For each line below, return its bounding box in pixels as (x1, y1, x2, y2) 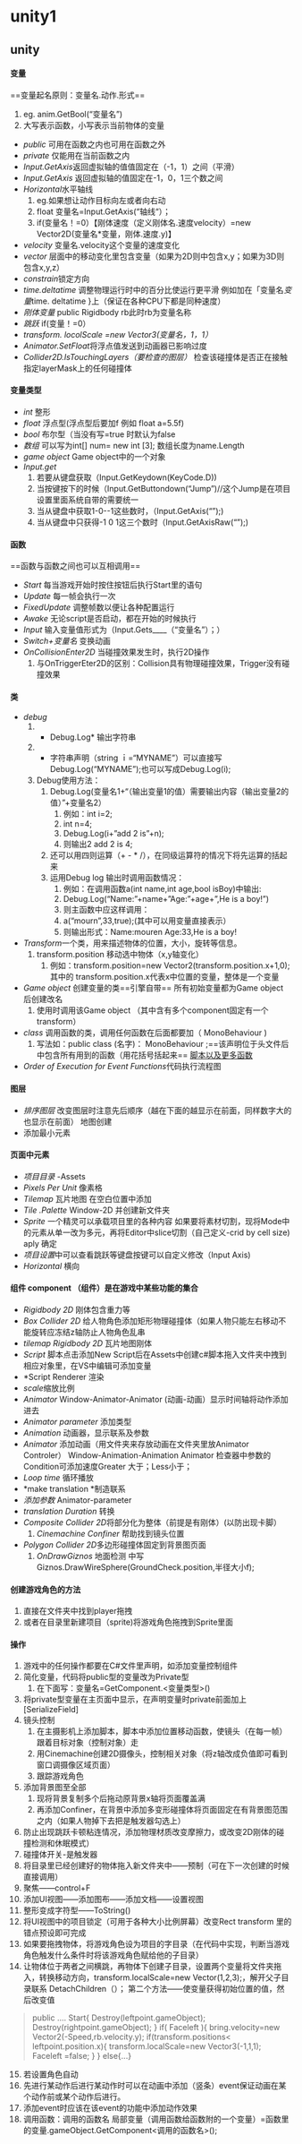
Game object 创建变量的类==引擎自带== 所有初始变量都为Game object (22, 982, 284, 993)
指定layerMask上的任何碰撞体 (22, 363, 132, 373)
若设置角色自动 (22, 2069, 79, 2080)
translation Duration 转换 (22, 1506, 115, 1516)
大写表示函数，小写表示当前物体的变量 (22, 119, 164, 131)
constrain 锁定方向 (22, 273, 90, 284)
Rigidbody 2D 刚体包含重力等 (22, 1305, 130, 1315)
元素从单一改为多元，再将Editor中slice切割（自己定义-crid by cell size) (30, 1227, 290, 1238)
